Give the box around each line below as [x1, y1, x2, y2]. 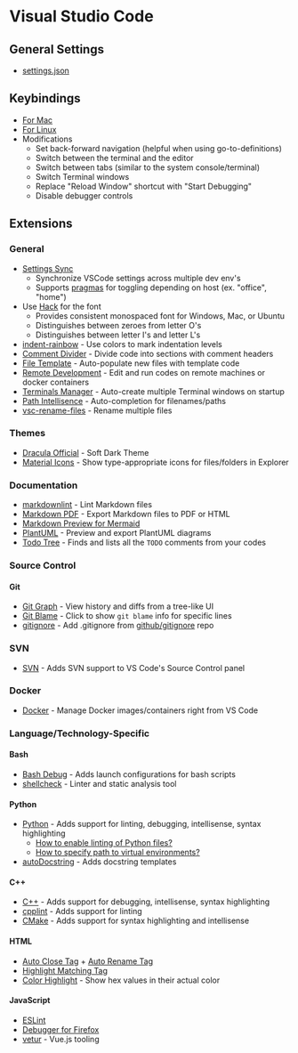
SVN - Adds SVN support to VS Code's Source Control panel [21, 662, 246, 673]
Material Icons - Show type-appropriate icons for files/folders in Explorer [21, 457, 289, 467]
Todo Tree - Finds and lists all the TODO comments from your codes [21, 537, 267, 548]
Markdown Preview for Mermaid [21, 518, 141, 529]
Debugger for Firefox [21, 1024, 100, 1034]
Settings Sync [21, 263, 74, 273]
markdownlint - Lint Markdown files [21, 499, 153, 510]
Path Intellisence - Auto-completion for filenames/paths [21, 395, 227, 406]
